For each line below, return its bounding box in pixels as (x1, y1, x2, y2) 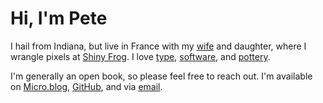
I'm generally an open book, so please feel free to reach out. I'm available (10, 70, 313, 82)
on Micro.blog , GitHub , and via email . (10, 80, 163, 92)
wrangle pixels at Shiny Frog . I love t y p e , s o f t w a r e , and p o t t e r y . (10, 50, 271, 62)
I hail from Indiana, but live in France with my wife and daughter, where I (10, 40, 307, 52)
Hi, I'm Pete (10, 7, 108, 30)
